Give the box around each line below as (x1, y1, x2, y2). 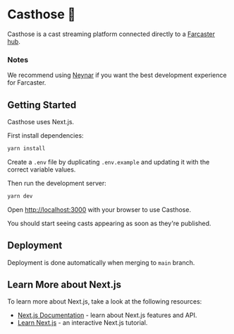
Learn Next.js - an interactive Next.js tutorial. (17, 318, 148, 327)
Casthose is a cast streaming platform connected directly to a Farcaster (7, 30, 216, 38)
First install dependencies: (7, 131, 84, 140)
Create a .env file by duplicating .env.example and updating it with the (7, 157, 210, 166)
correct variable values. (7, 165, 76, 174)
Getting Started (7, 99, 77, 111)
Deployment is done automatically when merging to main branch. (7, 258, 195, 267)
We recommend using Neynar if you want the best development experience (7, 71, 227, 80)
